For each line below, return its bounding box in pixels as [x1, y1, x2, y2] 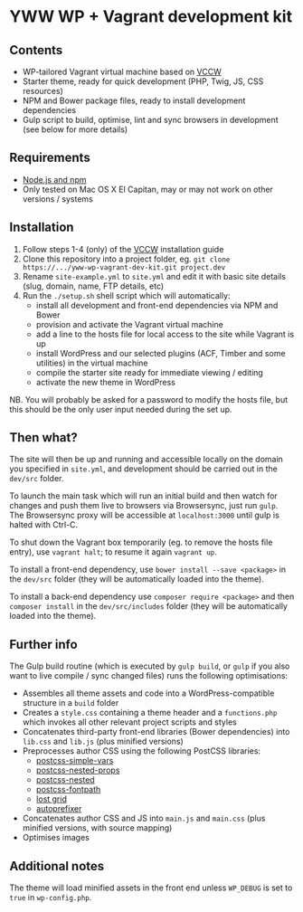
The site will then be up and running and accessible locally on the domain [9, 454, 283, 465]
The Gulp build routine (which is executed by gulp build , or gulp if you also [9, 660, 290, 671]
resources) [22, 86, 63, 96]
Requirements [9, 150, 90, 166]
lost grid [35, 793, 68, 804]
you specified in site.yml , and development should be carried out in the [9, 463, 278, 474]
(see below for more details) [22, 124, 128, 135]
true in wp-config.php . [9, 892, 92, 903]
